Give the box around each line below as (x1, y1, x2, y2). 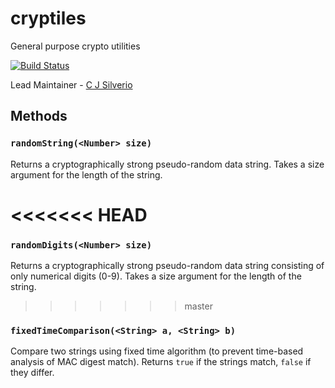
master (184, 300, 213, 312)
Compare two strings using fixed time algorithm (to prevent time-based (10, 345, 304, 357)
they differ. (10, 367, 55, 379)
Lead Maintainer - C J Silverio (10, 78, 133, 91)
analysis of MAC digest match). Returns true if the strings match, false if (10, 356, 312, 368)
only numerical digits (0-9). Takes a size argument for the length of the (10, 270, 302, 282)
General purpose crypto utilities (10, 40, 141, 52)
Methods (10, 108, 68, 125)
